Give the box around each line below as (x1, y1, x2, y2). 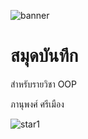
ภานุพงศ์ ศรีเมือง (10, 98, 65, 110)
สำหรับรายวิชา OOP (10, 78, 77, 90)
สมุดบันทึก (10, 45, 79, 67)
